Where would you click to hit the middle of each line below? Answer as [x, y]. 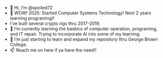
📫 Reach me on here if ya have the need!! [53, 50]
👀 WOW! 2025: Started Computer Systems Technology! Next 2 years [81, 13]
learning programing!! [32, 18]
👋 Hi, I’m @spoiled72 [31, 8]
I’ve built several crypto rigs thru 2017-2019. [55, 23]
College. [18, 44]
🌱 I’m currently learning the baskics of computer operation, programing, [84, 29]
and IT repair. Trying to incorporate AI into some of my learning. [75, 34]
